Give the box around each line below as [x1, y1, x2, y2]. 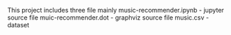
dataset [7, 21, 30, 29]
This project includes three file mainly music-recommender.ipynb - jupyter [7, 6, 225, 14]
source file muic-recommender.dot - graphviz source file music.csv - [7, 13, 209, 22]
